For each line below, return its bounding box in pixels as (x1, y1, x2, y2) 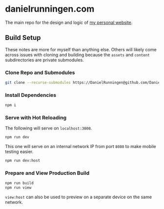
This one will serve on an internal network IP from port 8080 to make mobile (5, 144, 156, 150)
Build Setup (5, 34, 41, 42)
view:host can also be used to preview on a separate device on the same (5, 194, 152, 200)
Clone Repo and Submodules (5, 69, 75, 76)
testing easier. (5, 149, 34, 154)
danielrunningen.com (5, 3, 95, 15)
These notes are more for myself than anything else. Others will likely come (5, 46, 157, 52)
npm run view (5, 185, 32, 190)
